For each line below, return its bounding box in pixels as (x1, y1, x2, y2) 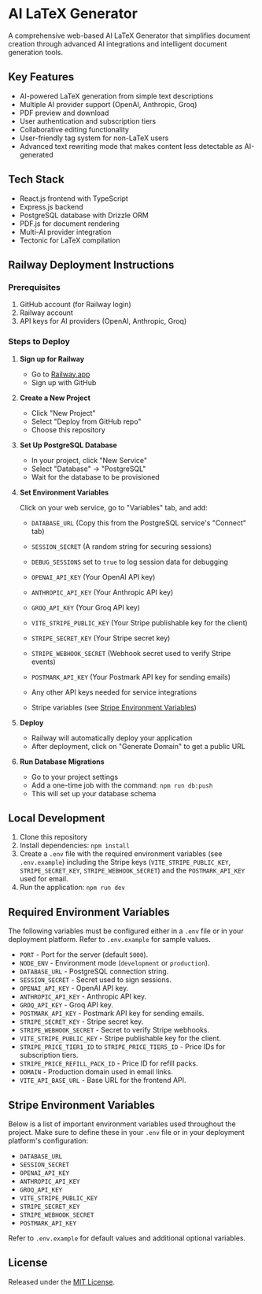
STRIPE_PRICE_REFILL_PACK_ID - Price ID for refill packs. (19, 1059, 198, 1068)
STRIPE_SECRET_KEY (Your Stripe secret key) (31, 633, 171, 643)
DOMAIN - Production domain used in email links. (19, 1067, 173, 1077)
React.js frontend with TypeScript (19, 194, 128, 203)
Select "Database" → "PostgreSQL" (31, 464, 146, 473)
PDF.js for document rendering (19, 218, 120, 228)
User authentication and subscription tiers (19, 116, 156, 126)
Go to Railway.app (31, 369, 90, 379)
